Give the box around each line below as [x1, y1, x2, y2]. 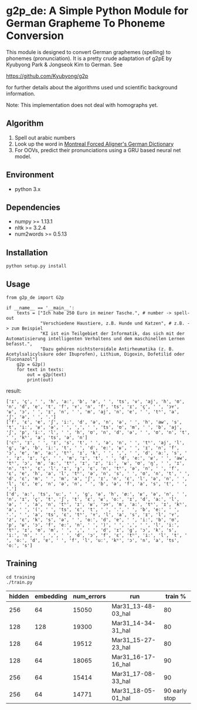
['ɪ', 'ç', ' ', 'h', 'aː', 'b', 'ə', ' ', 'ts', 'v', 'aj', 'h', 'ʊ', [6, 398, 185, 404]
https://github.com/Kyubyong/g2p [6, 72, 89, 79]
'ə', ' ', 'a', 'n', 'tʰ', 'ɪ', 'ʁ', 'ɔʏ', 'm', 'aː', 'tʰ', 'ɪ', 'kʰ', [6, 501, 188, 507]
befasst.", [6, 341, 33, 347]
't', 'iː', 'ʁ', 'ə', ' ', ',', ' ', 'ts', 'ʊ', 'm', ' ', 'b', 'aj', [6, 424, 182, 430]
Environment [6, 170, 55, 180]
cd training [6, 574, 35, 580]
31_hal [111, 626, 131, 634]
